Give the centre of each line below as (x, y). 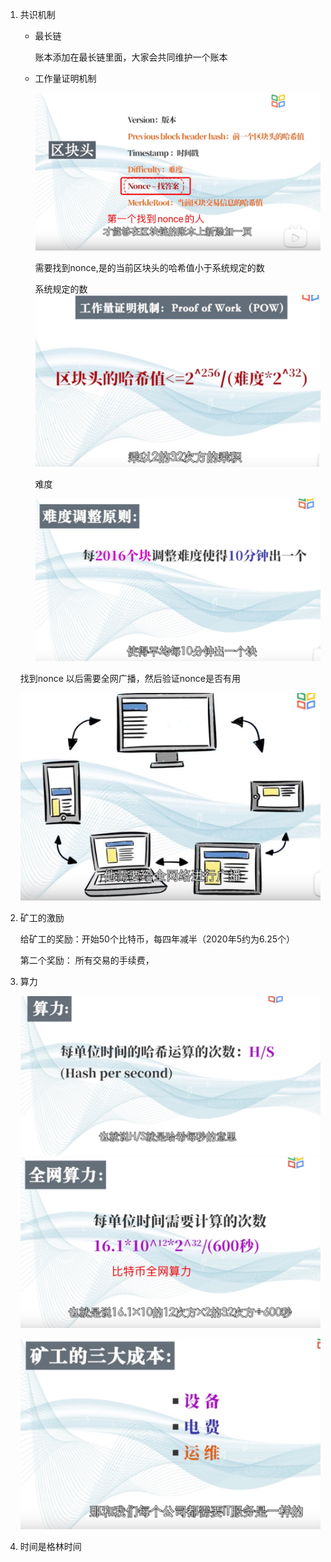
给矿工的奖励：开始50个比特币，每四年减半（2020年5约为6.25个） (157, 939)
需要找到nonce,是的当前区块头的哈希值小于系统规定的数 (149, 267)
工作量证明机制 (65, 78)
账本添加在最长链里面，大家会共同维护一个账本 (131, 57)
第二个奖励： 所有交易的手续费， (87, 960)
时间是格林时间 (50, 1547)
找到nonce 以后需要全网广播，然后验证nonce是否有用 (130, 679)
